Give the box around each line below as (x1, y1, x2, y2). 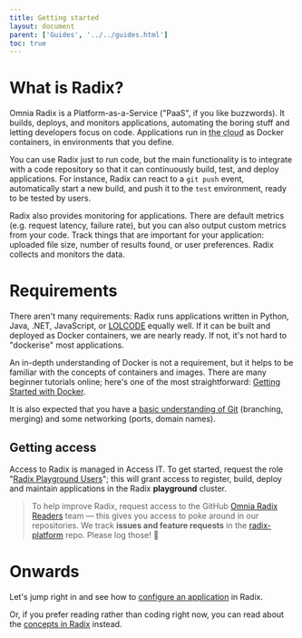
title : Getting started (9, 13, 100, 23)
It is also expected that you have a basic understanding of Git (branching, (9, 404, 284, 415)
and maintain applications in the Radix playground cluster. (9, 483, 227, 494)
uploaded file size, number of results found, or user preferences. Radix (9, 240, 274, 250)
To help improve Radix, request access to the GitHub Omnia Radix (31, 500, 278, 511)
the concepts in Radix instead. (9, 618, 122, 629)
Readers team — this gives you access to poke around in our (31, 510, 259, 521)
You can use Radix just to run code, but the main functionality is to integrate (9, 154, 293, 165)
